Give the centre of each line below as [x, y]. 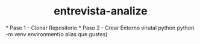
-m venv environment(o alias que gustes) [57, 34]
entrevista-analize [101, 11]
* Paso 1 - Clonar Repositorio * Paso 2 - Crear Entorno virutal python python [100, 28]
